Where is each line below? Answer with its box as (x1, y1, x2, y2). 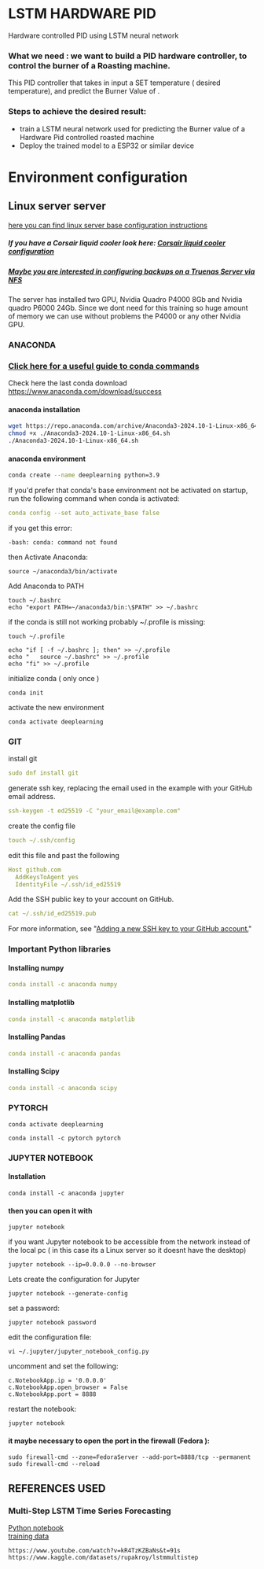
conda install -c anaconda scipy (8, 1084, 118, 1092)
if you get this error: (8, 523, 72, 532)
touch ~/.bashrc (8, 596, 61, 604)
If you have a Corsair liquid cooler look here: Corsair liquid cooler (8, 238, 226, 248)
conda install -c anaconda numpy (8, 981, 118, 989)
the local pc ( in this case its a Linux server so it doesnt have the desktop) (8, 1246, 247, 1255)
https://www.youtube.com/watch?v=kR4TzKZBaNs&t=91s (8, 1547, 181, 1555)
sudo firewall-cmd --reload (8, 1460, 101, 1468)
